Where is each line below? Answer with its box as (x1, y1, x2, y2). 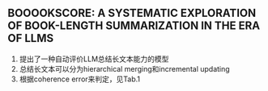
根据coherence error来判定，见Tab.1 (19, 74, 141, 84)
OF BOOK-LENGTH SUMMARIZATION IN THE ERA (7, 19, 261, 33)
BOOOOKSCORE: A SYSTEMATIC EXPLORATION (7, 6, 257, 20)
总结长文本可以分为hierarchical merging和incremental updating (19, 64, 230, 73)
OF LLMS (7, 31, 54, 45)
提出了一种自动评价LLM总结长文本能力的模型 (19, 54, 169, 64)
